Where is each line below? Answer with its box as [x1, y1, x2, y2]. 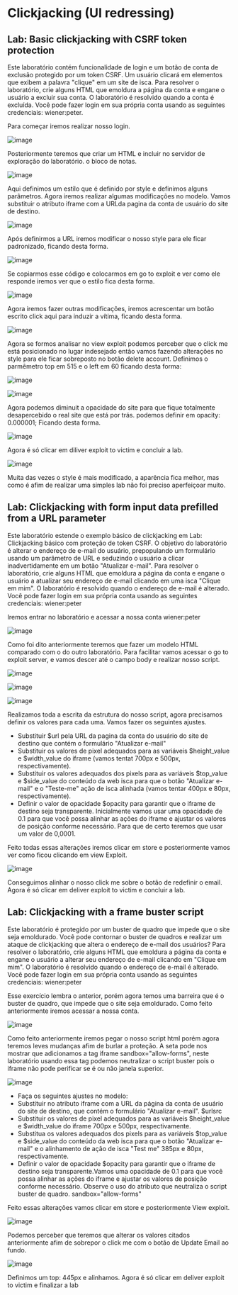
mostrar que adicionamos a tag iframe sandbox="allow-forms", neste [7, 1049, 210, 1058]
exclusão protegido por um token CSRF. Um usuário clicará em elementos [7, 71, 223, 79]
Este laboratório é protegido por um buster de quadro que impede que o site [7, 925, 230, 934]
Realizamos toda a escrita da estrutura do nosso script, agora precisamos [7, 710, 223, 719]
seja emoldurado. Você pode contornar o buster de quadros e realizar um [7, 932, 222, 941]
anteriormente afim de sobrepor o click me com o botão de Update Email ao [7, 1238, 229, 1247]
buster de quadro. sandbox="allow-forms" [17, 1189, 142, 1198]
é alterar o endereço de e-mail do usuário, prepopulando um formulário [7, 546, 216, 554]
